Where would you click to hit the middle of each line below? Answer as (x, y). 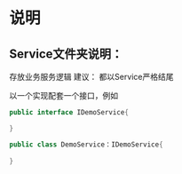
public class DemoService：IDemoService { (86, 144)
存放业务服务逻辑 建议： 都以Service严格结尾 (91, 77)
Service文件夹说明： (66, 54)
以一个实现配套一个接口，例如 (63, 95)
